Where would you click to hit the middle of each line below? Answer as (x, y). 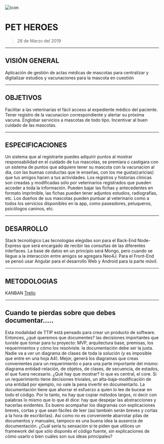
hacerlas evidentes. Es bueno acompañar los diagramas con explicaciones (80, 405)
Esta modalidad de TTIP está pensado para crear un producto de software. (80, 332)
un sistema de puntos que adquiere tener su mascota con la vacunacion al (80, 167)
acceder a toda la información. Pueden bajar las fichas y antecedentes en (79, 188)
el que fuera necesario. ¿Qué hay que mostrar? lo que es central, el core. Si (81, 374)
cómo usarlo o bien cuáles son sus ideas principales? (59, 436)
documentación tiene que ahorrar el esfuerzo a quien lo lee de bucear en (79, 389)
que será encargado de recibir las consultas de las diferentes (84, 246)
